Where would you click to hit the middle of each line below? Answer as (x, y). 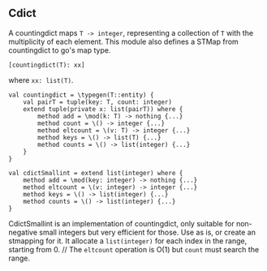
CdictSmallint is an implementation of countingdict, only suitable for (121, 223)
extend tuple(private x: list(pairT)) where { (103, 109)
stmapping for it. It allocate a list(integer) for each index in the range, (128, 241)
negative (23, 232)
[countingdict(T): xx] (47, 65)
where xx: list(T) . (41, 80)
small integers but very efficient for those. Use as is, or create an (147, 232)
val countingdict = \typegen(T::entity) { (81, 95)
